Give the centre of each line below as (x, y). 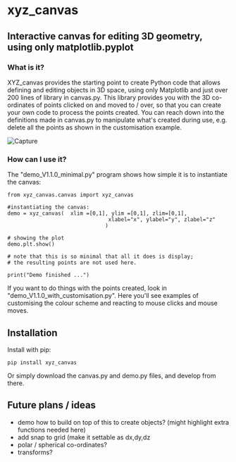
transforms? (35, 452)
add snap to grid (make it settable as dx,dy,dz (84, 437)
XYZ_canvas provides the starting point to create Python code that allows (114, 82)
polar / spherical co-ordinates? (62, 444)
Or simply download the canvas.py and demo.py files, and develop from (112, 375)
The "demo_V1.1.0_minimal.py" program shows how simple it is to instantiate (117, 175)
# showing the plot (36, 238)
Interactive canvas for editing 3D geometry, (105, 36)
